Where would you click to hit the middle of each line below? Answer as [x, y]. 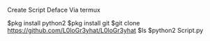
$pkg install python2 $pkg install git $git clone [74, 23]
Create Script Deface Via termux [54, 10]
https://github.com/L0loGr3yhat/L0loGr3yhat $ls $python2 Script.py [105, 30]
